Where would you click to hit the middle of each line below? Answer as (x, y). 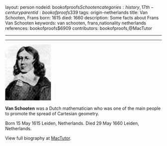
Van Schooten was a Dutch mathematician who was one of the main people (83, 108)
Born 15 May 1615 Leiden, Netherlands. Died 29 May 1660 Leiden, (72, 123)
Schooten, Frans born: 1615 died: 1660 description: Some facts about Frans (82, 18)
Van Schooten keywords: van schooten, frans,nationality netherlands (76, 23)
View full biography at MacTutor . (38, 138)
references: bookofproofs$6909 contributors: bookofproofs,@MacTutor (79, 28)
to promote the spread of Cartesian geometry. (52, 113)
